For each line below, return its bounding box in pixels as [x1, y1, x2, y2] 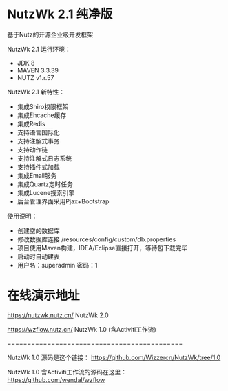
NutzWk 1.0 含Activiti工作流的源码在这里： [7, 368, 127, 376]
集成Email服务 [17, 171, 57, 179]
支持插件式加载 [17, 163, 60, 171]
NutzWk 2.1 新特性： [7, 88, 65, 96]
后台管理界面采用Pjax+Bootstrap [17, 197, 110, 205]
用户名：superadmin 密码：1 [17, 261, 98, 269]
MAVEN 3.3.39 [17, 66, 59, 74]
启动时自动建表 [17, 252, 60, 261]
